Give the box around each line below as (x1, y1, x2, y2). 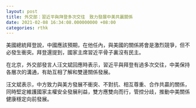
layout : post (6, 8, 38, 15)
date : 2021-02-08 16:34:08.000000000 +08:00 (6, 19, 116, 25)
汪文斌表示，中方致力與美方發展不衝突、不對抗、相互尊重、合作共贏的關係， (6, 81, 190, 88)
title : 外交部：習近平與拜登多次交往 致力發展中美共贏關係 (6, 14, 133, 20)
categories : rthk (6, 25, 48, 31)
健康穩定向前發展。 (6, 96, 52, 103)
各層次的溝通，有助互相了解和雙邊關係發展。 (6, 68, 114, 76)
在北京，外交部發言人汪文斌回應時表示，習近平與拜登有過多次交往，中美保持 (6, 61, 190, 68)
